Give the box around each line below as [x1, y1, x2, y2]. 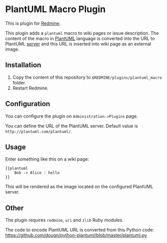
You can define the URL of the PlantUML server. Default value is [5, 123, 138, 129]
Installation [5, 61, 41, 69]
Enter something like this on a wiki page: [5, 156, 89, 162]
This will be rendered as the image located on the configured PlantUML [5, 183, 153, 190]
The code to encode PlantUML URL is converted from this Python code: [5, 227, 154, 233]
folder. [12, 79, 26, 85]
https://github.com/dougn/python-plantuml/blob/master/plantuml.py [5, 232, 147, 238]
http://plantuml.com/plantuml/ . [5, 128, 72, 134]
